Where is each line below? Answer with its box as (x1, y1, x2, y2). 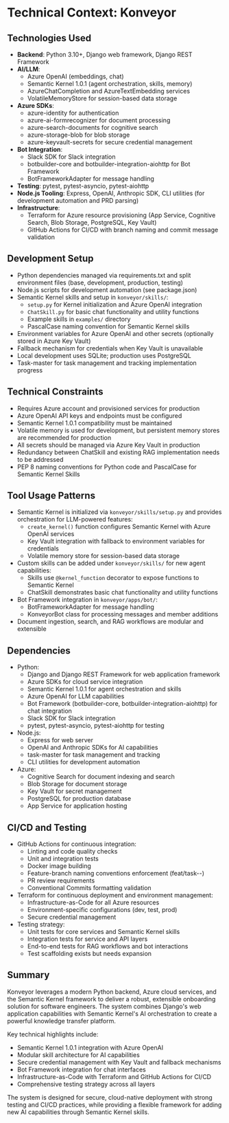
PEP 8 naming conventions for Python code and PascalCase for (16, 463, 197, 471)
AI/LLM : (16, 65, 40, 73)
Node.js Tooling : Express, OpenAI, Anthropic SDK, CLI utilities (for (16, 189, 205, 197)
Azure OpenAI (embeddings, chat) (27, 72, 125, 80)
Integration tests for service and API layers (27, 935, 148, 943)
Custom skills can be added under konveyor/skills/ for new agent (16, 559, 206, 568)
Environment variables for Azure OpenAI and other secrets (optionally (16, 329, 214, 337)
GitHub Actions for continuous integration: (16, 840, 137, 848)
